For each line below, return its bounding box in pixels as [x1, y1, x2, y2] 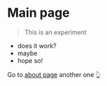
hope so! [17, 56, 43, 64]
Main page [7, 5, 70, 21]
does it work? [17, 41, 57, 50]
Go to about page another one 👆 [7, 70, 101, 78]
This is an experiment [24, 28, 87, 36]
